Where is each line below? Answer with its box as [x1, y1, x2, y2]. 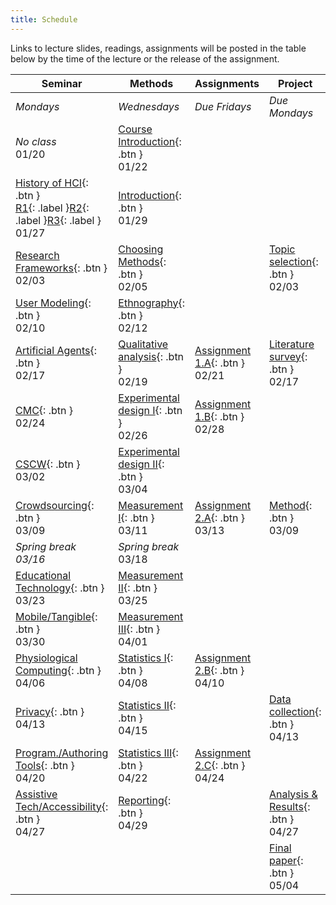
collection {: [268, 704, 322, 718]
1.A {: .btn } [194, 356, 245, 370]
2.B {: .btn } [194, 663, 245, 677]
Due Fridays [194, 99, 252, 113]
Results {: [268, 799, 311, 813]
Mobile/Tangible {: [15, 609, 98, 623]
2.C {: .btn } [194, 758, 246, 772]
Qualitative [118, 337, 169, 351]
